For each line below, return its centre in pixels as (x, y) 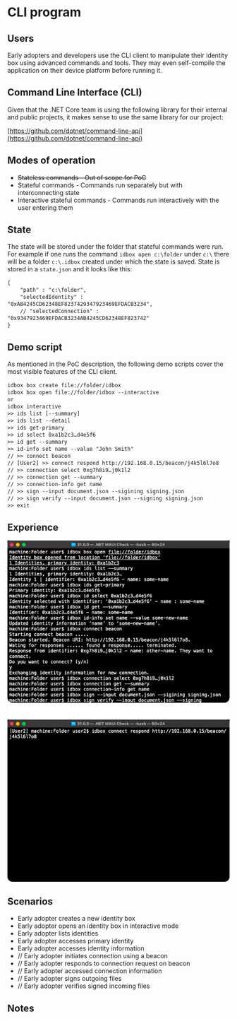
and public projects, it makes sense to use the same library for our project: (115, 117)
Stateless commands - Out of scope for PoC (82, 177)
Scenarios (30, 902)
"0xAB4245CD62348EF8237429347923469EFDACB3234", (80, 305)
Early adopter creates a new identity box (76, 919)
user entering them (45, 207)
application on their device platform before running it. (85, 70)
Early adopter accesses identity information (81, 948)
